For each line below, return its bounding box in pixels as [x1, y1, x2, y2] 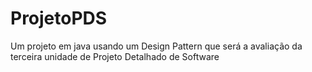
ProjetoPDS [10, 7, 108, 30]
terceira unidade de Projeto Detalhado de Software [10, 50, 220, 62]
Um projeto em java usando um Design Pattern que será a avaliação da [10, 40, 303, 52]
